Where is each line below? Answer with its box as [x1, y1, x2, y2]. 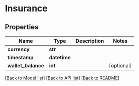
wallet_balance [7, 62, 45, 69]
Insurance [5, 3, 48, 14]
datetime [49, 54, 71, 61]
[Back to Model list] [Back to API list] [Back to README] [5, 75, 120, 81]
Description [75, 38, 104, 44]
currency [7, 46, 30, 53]
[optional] [109, 62, 132, 69]
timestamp [7, 54, 34, 61]
